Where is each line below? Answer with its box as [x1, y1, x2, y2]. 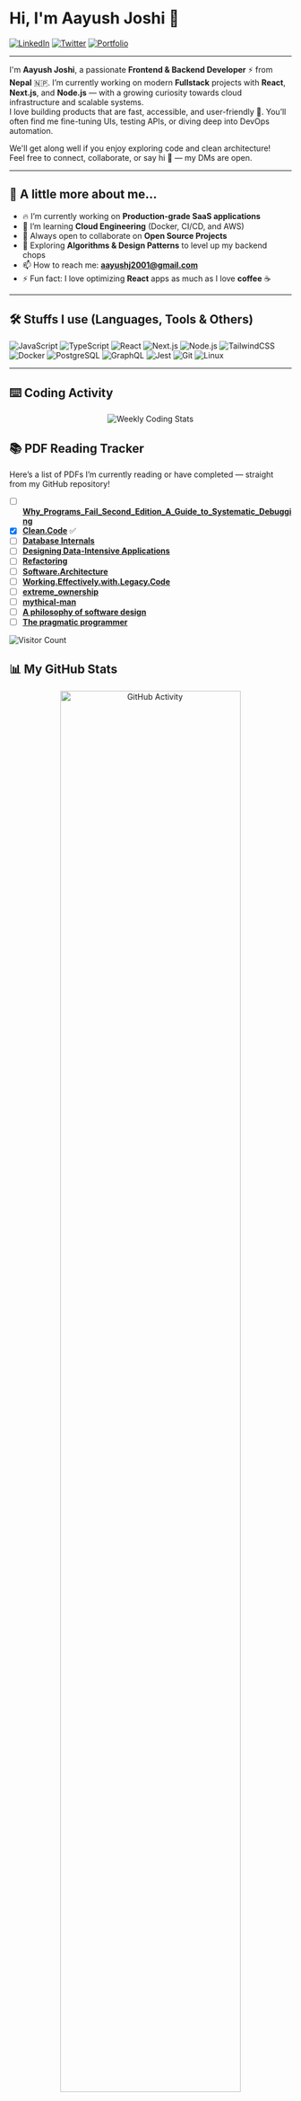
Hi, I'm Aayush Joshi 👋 [9, 8, 180, 29]
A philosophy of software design [21, 606, 147, 617]
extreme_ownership [21, 586, 99, 596]
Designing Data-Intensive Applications [21, 545, 170, 556]
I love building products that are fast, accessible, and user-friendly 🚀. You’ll [9, 106, 287, 117]
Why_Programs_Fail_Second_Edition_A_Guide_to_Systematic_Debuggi [21, 507, 292, 517]
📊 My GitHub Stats [9, 662, 118, 677]
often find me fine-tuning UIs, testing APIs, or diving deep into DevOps [9, 116, 271, 127]
